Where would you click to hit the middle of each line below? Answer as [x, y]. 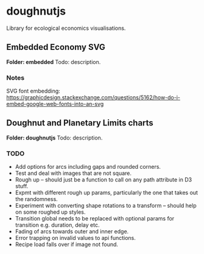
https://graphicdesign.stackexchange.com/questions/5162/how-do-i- [93, 97]
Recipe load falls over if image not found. [67, 244]
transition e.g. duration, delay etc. [57, 225]
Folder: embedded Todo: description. [54, 62]
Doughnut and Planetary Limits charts [80, 123]
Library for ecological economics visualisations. [66, 28]
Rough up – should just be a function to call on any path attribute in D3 [104, 180]
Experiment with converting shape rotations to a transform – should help [106, 206]
